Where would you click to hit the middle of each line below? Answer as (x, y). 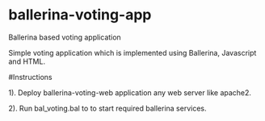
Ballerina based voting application (65, 37)
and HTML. (27, 61)
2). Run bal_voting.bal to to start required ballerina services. (107, 108)
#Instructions (30, 77)
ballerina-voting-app (80, 15)
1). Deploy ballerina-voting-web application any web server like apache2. (130, 92)
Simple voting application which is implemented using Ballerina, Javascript (132, 52)
